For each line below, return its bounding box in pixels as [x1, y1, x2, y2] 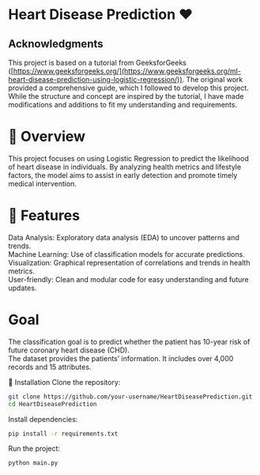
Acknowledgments [8, 37, 104, 51]
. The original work [181, 75, 243, 84]
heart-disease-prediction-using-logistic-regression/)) [8, 75, 183, 84]
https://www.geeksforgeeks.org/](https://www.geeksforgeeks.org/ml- [13, 66, 241, 76]
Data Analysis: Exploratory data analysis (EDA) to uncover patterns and [8, 232, 239, 242]
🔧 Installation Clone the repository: [8, 377, 121, 386]
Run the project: [8, 444, 61, 454]
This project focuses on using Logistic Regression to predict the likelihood [8, 153, 249, 163]
